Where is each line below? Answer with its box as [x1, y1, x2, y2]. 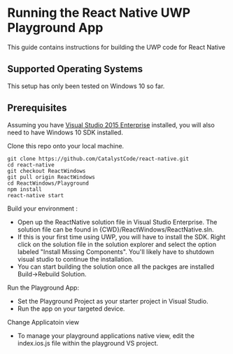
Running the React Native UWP [7, 5, 191, 21]
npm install [7, 185, 42, 193]
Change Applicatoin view [7, 318, 79, 326]
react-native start [7, 192, 64, 199]
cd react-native [7, 161, 55, 169]
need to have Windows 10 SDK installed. [7, 128, 124, 136]
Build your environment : [7, 204, 78, 213]
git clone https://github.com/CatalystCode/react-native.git [7, 155, 190, 162]
